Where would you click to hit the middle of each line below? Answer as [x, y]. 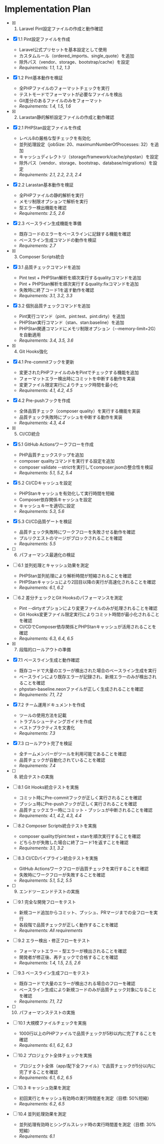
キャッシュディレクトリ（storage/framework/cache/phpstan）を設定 [89, 157]
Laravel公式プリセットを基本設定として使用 [63, 49]
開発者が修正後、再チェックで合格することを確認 [68, 957]
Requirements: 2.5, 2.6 [42, 213]
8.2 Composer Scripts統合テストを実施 [57, 826]
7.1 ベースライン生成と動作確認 [49, 660]
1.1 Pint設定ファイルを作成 [44, 39]
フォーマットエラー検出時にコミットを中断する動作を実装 [77, 378]
